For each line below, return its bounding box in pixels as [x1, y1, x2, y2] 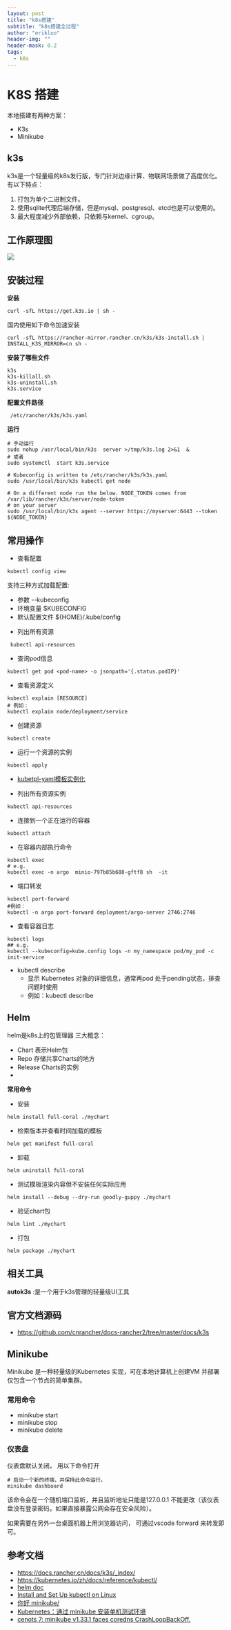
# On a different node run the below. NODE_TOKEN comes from [7, 490, 187, 497]
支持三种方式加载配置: [7, 581, 70, 589]
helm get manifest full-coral [7, 1140, 94, 1147]
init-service [7, 954, 45, 961]
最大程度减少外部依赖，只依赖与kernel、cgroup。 [17, 212, 159, 220]
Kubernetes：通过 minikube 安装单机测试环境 [17, 1607, 146, 1615]
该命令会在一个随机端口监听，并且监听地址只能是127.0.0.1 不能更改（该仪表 [7, 1495, 219, 1504]
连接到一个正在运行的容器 [17, 816, 90, 824]
